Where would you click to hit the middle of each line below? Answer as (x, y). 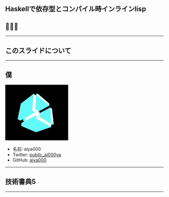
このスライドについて (38, 51)
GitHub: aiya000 (29, 160)
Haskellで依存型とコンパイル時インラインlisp (76, 9)
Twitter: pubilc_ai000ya (37, 154)
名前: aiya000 (27, 149)
